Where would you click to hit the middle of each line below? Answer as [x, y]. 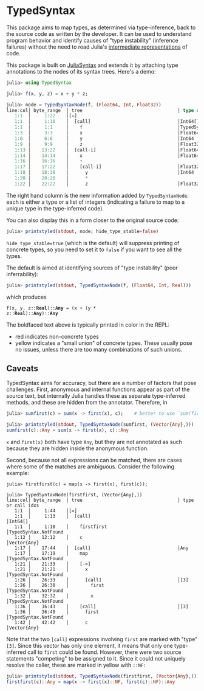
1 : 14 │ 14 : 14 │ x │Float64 [107, 156]
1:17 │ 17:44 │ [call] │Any [101, 548]
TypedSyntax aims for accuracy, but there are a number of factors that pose [101, 383]
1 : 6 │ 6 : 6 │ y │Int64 [104, 138]
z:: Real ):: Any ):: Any [32, 313]
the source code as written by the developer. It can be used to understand [99, 33]
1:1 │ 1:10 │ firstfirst [61, 527]
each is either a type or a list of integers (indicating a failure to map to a [96, 202]
